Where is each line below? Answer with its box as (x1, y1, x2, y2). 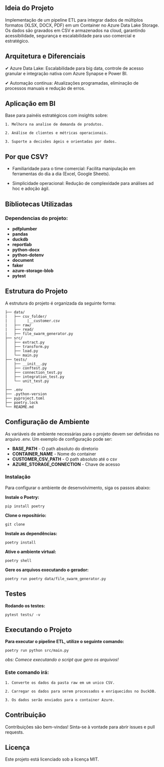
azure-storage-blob (12, 268, 54, 274)
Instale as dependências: (5, 530, 58, 536)
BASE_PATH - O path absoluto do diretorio (12, 445, 99, 452)
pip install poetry (5, 504, 45, 509)
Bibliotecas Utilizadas (5, 200, 73, 208)
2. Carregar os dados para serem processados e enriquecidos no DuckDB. (5, 689, 157, 694)
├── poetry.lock (5, 400, 38, 405)
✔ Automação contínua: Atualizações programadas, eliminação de (5, 80, 139, 86)
